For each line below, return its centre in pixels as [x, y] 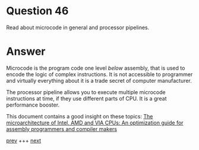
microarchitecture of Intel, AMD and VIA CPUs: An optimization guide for [95, 123]
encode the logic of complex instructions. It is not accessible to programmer [99, 74]
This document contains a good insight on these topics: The [80, 116]
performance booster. [33, 105]
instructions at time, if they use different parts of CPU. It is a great [87, 98]
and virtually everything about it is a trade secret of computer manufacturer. [99, 80]
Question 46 [37, 11]
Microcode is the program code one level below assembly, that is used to [96, 68]
